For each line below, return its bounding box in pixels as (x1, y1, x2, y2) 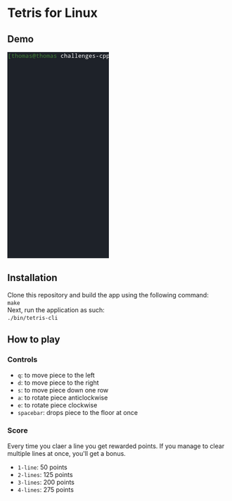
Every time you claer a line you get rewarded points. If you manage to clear (7, 442, 225, 450)
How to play (7, 333, 60, 346)
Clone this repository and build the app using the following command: (7, 290, 209, 299)
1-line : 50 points (17, 463, 68, 471)
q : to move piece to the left (17, 371, 95, 379)
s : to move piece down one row (17, 385, 109, 394)
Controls (7, 354, 38, 364)
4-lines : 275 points (17, 485, 74, 494)
